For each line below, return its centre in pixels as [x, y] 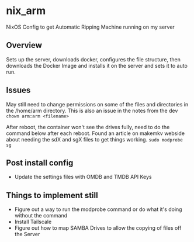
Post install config [40, 163]
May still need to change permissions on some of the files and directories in [97, 104]
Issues [18, 90]
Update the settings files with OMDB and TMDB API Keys [83, 177]
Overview [24, 45]
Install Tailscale [33, 222]
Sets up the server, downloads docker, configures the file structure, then [93, 59]
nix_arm [26, 11]
